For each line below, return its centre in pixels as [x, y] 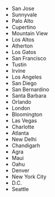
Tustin [19, 64]
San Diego [24, 83]
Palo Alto [23, 21]
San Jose [23, 9]
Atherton [22, 46]
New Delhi [24, 139]
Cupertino [24, 27]
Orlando [21, 102]
